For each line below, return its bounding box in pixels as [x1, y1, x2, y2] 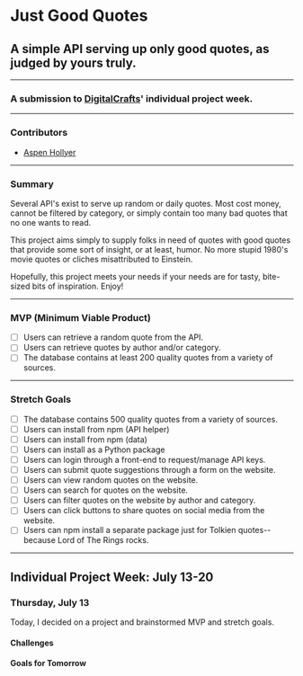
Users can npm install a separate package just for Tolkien [22, 525, 236, 536]
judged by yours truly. [10, 55, 138, 70]
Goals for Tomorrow [10, 658, 86, 669]
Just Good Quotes [10, 5, 148, 26]
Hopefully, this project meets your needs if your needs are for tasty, [10, 271, 261, 281]
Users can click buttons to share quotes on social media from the [22, 505, 265, 516]
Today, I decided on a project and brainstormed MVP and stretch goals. [10, 617, 275, 627]
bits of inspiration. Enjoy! [31, 280, 124, 291]
